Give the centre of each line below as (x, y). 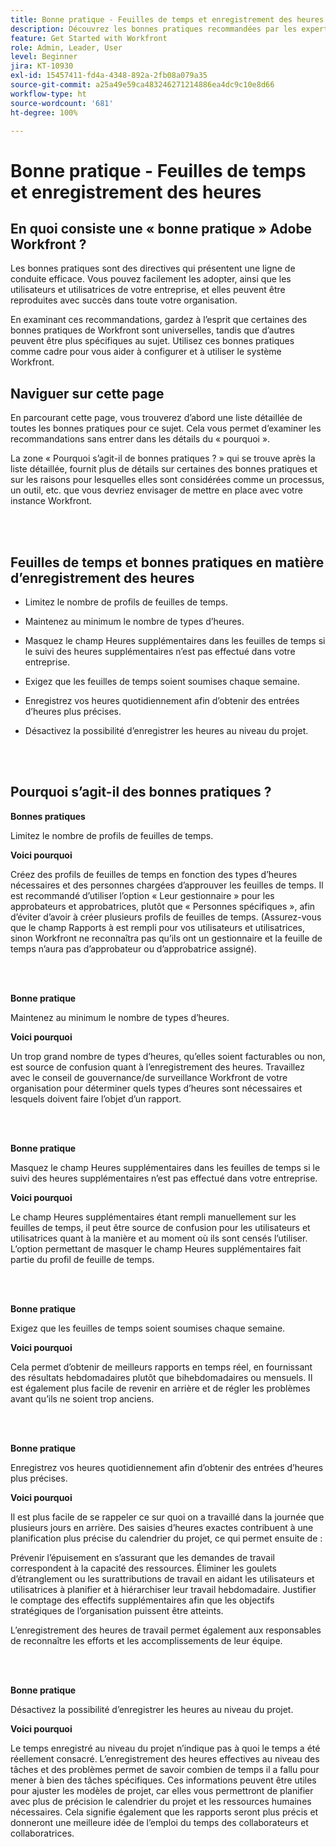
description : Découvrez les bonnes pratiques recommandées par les (154, 29)
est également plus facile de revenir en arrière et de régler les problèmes (160, 1388)
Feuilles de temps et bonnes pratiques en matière (167, 562)
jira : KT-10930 (42, 66)
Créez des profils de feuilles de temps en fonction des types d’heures (154, 874)
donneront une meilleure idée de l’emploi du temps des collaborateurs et (159, 1822)
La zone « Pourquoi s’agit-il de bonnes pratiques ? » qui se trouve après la (163, 458)
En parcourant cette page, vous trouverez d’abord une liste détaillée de (156, 418)
